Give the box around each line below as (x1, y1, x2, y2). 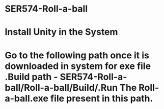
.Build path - (5, 71, 58, 83)
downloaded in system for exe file (5, 60, 151, 71)
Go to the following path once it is (5, 49, 150, 61)
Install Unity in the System (5, 26, 118, 38)
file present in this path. (50, 92, 153, 104)
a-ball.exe (5, 92, 49, 104)
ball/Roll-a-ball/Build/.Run (5, 82, 118, 93)
